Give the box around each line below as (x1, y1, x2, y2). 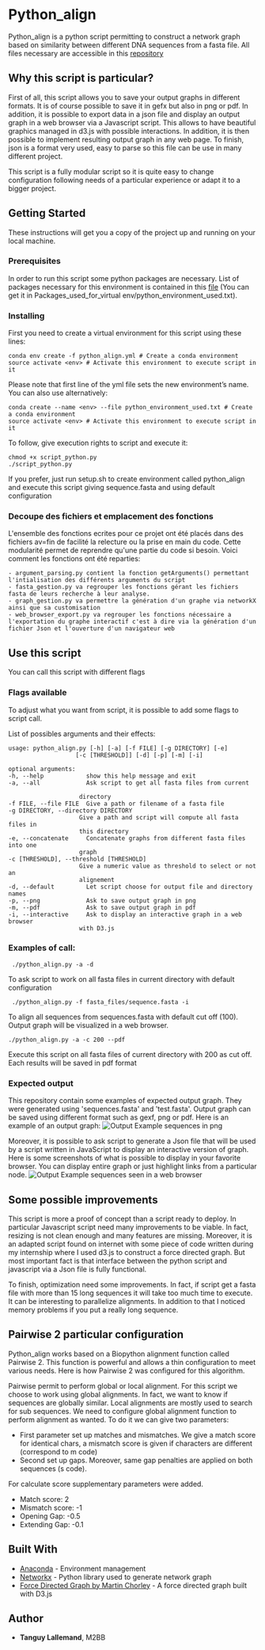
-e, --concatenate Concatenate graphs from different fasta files (8, 834, 246, 842)
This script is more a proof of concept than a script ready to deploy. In (8, 1214, 237, 1223)
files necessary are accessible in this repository (8, 48, 164, 58)
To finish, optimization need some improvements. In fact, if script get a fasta (8, 1279, 256, 1289)
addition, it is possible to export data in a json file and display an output (8, 109, 240, 119)
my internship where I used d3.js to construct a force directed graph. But (8, 1247, 245, 1257)
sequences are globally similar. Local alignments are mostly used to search (8, 1397, 253, 1407)
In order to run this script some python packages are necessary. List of (8, 273, 240, 283)
